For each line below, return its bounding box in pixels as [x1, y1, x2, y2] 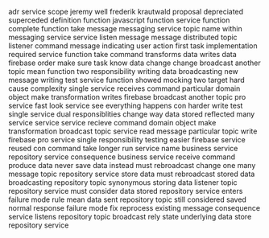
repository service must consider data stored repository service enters [8, 187, 243, 195]
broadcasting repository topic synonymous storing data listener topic [8, 178, 238, 187]
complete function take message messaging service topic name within [8, 24, 243, 33]
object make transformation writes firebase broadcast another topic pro [8, 92, 246, 101]
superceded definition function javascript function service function [8, 15, 230, 25]
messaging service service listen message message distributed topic [8, 32, 238, 42]
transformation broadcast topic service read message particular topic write [8, 126, 258, 136]
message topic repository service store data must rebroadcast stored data [8, 169, 255, 178]
